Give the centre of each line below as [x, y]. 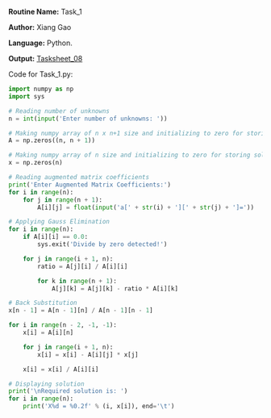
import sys [27, 96]
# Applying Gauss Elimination [59, 222]
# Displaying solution [46, 384]
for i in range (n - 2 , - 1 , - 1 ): [63, 325]
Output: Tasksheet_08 [46, 59]
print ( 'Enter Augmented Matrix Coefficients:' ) [90, 185]
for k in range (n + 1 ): [77, 281]
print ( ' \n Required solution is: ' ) [68, 391]
